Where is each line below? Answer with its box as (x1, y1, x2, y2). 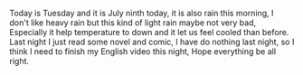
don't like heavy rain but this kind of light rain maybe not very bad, (9, 17, 256, 28)
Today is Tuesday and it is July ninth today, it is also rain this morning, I (9, 8, 274, 18)
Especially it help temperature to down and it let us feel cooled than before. (9, 27, 289, 37)
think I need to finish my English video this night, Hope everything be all (9, 46, 277, 57)
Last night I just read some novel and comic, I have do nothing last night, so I (9, 36, 295, 47)
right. (9, 56, 30, 66)
